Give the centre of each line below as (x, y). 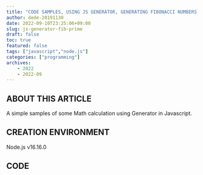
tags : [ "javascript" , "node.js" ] (47, 52)
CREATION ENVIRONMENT (58, 132)
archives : (19, 63)
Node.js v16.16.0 (26, 147)
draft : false (23, 35)
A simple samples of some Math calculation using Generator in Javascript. (99, 114)
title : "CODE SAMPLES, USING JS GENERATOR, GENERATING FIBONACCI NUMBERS (102, 12)
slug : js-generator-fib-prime (45, 29)
